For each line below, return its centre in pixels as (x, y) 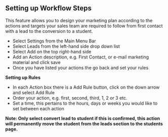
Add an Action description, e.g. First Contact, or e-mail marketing (81, 57)
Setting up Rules (23, 77)
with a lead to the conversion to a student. (49, 31)
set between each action (38, 108)
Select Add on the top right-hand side (52, 51)
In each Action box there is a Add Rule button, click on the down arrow (86, 87)
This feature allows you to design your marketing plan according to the (79, 20)
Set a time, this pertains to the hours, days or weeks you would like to (85, 103)
